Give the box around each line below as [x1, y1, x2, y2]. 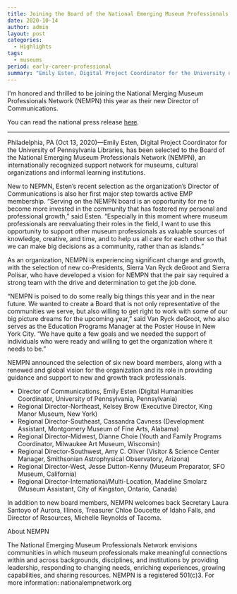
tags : [7, 50, 23, 57]
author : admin [7, 23, 49, 30]
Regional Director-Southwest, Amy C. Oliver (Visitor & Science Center [17, 447, 220, 455]
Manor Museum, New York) [17, 409, 98, 418]
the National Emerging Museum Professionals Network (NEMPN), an [7, 153, 206, 161]
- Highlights [13, 43, 52, 50]
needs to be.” [7, 344, 47, 353]
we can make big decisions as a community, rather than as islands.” [7, 242, 205, 250]
